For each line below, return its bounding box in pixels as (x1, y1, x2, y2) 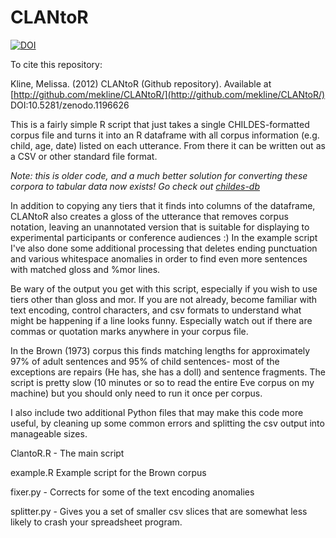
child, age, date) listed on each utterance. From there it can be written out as (10, 139, 326, 151)
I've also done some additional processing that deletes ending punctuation (10, 242, 318, 254)
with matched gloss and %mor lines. (10, 263, 161, 275)
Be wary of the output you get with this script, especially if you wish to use (10, 282, 318, 295)
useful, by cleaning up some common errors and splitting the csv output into (10, 417, 325, 429)
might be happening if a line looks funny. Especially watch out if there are (10, 314, 313, 326)
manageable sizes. (10, 427, 88, 440)
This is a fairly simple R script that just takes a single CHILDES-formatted (10, 118, 310, 130)
